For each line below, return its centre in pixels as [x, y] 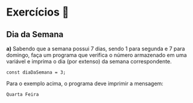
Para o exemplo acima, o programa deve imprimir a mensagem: [85, 84]
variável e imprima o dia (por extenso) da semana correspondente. [89, 61]
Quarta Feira [23, 95]
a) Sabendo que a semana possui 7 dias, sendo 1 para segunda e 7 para [96, 49]
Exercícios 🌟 [38, 12]
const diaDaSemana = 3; [36, 72]
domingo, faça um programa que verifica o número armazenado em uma [96, 55]
